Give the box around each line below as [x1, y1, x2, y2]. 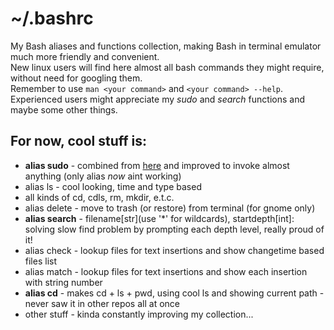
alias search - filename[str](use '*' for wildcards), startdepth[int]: [24, 212, 295, 224]
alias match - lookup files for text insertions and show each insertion [24, 265, 308, 277]
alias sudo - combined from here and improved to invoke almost [24, 159, 290, 171]
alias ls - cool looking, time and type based [24, 180, 202, 192]
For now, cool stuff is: [10, 133, 148, 150]
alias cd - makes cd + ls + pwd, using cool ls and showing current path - [24, 287, 325, 299]
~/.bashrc [10, 7, 94, 30]
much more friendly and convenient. [10, 50, 160, 62]
